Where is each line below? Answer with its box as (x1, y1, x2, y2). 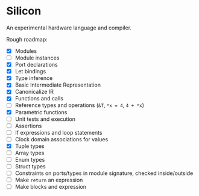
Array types (14, 149, 45, 156)
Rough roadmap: (6, 35, 48, 43)
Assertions (14, 122, 42, 129)
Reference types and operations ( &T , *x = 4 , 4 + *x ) (14, 102, 145, 109)
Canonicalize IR (14, 88, 54, 96)
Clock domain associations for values (14, 135, 109, 142)
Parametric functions (14, 108, 68, 115)
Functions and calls (14, 95, 63, 102)
